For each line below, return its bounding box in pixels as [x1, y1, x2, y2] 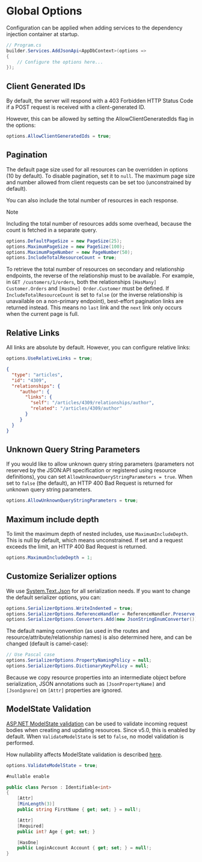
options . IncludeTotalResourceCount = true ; [6, 254, 117, 261]
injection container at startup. [6, 30, 79, 37]
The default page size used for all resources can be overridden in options [6, 165, 188, 173]
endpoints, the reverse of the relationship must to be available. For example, [6, 272, 195, 279]
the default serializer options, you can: [6, 594, 102, 601]
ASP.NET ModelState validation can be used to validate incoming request [6, 720, 188, 727]
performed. [6, 739, 34, 747]
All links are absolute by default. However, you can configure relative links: [6, 344, 191, 351]
